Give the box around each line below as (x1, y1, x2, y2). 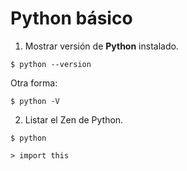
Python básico (10, 7, 133, 30)
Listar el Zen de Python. (24, 113, 124, 126)
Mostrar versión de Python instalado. (24, 40, 179, 52)
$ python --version (10, 59, 92, 69)
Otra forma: (10, 77, 58, 89)
